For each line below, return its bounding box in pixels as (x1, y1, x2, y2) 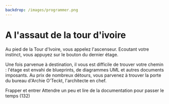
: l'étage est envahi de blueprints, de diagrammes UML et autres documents (5, 66, 164, 73)
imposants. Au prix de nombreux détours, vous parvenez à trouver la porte (5, 72, 161, 78)
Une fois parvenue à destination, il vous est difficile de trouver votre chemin (5, 61, 164, 67)
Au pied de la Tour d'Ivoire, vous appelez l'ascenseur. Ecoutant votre (5, 46, 149, 52)
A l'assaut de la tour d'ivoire (5, 29, 126, 41)
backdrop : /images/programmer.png (5, 7, 79, 13)
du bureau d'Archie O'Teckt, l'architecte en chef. (5, 77, 107, 84)
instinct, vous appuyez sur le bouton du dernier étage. (5, 51, 119, 57)
